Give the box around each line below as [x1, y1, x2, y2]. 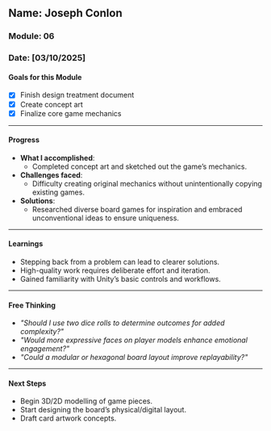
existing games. [31, 187, 85, 197]
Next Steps [8, 379, 47, 388]
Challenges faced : [19, 169, 83, 180]
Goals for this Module [8, 72, 82, 82]
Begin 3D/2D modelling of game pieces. [19, 396, 153, 406]
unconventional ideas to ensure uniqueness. [31, 213, 180, 223]
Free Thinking [8, 300, 56, 310]
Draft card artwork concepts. [19, 413, 117, 423]
